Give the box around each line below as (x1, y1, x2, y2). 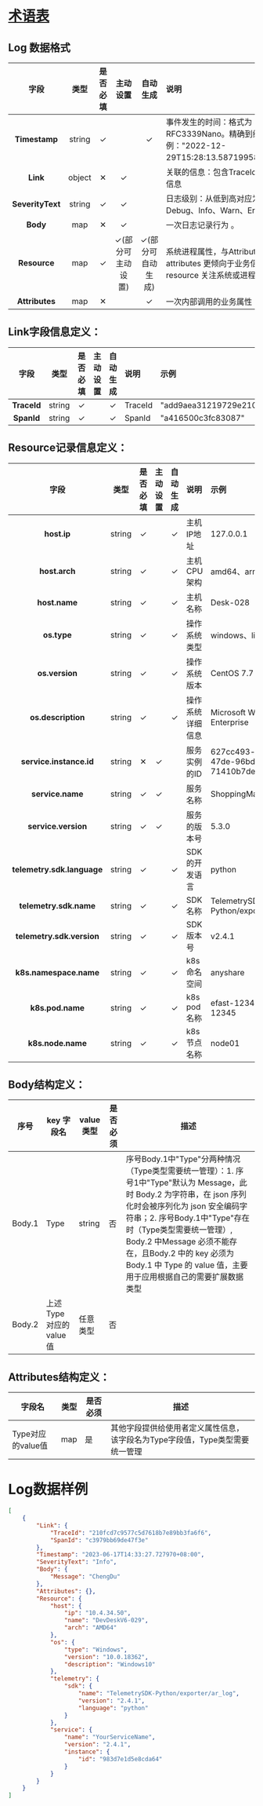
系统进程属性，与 (165, 247, 229, 257)
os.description (30, 711, 85, 722)
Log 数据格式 (8, 41, 70, 54)
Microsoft (210, 707, 247, 718)
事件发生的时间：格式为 (165, 117, 253, 127)
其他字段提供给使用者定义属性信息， (110, 1423, 244, 1434)
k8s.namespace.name (15, 967, 100, 978)
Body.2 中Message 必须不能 (125, 1236, 229, 1247)
